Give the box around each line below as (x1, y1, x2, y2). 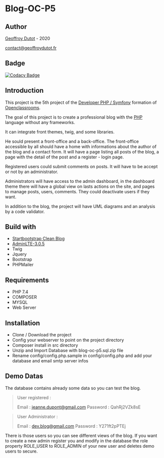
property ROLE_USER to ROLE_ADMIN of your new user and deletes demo (5, 443, 155, 449)
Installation (5, 319, 40, 327)
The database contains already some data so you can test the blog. (5, 385, 141, 391)
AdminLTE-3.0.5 (12, 241, 45, 247)
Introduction (5, 86, 44, 95)
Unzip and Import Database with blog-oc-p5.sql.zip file (12, 348, 123, 354)
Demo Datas (5, 372, 43, 381)
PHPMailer (12, 262, 34, 268)
